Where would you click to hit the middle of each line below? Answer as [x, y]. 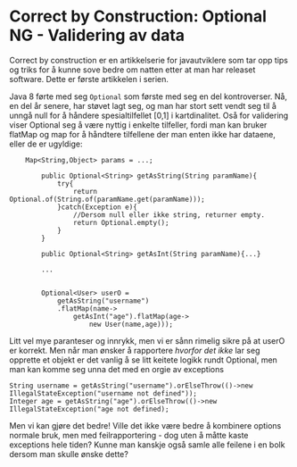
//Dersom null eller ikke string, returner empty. [169, 215]
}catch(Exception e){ [97, 207]
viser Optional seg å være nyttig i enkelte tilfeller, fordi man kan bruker [138, 125]
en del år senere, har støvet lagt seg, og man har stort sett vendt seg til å [143, 105]
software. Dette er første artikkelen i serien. [89, 79]
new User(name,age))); [131, 324]
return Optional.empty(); [121, 222]
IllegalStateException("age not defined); [89, 409]
